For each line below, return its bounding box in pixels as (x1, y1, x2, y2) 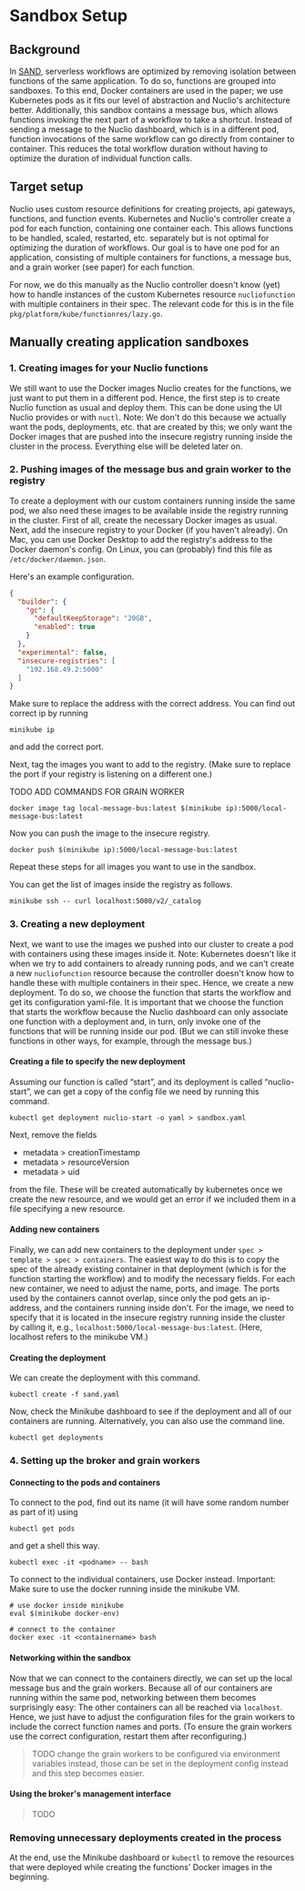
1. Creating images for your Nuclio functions (9, 361, 208, 374)
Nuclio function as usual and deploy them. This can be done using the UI (9, 402, 282, 412)
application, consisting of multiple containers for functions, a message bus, (9, 251, 292, 262)
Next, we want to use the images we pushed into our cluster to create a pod (9, 939, 294, 950)
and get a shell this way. (9, 1540, 100, 1551)
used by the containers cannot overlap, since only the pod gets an (9, 1293, 258, 1303)
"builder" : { (17, 597, 67, 606)
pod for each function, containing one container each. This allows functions (9, 222, 294, 233)
